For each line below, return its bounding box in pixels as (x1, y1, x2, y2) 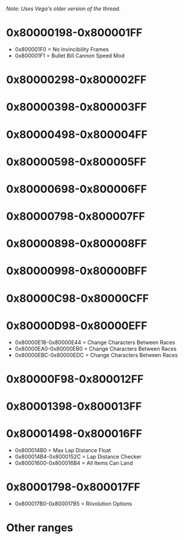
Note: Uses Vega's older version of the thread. (6, 5, 121, 12)
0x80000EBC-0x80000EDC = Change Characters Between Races (14, 351, 178, 358)
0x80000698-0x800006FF (6, 182, 148, 196)
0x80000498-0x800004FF (6, 128, 148, 141)
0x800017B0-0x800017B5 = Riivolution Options (14, 500, 133, 507)
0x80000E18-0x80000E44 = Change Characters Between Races (14, 339, 175, 346)
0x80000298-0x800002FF (6, 73, 147, 87)
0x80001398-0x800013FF (6, 400, 142, 413)
